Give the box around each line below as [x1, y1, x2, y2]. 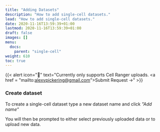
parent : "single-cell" [14, 49, 61, 54]
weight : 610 [5, 53, 30, 59]
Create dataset [5, 90, 42, 97]
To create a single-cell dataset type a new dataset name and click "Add [5, 101, 152, 107]
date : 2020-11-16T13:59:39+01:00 [5, 21, 75, 26]
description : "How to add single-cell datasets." [5, 12, 111, 17]
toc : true [5, 58, 26, 63]
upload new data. [5, 121, 41, 127]
